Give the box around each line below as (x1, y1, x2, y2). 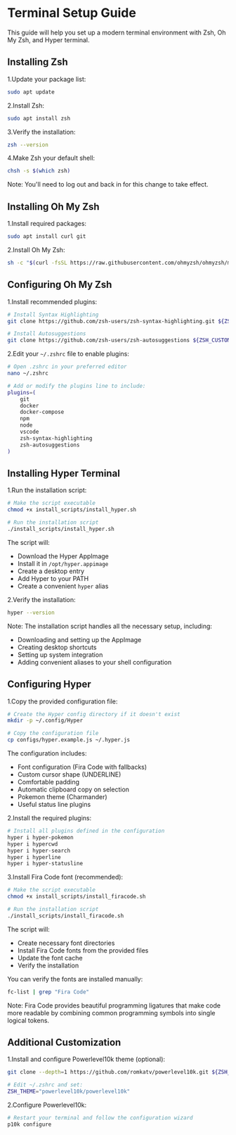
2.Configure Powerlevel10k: (7, 1100, 86, 1110)
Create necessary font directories (17, 939, 115, 947)
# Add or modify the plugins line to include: (7, 382, 146, 389)
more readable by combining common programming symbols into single (7, 1008, 216, 1017)
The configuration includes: (7, 749, 87, 758)
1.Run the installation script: (7, 486, 87, 494)
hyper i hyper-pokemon (7, 834, 74, 841)
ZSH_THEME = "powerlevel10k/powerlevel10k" (7, 1088, 131, 1096)
